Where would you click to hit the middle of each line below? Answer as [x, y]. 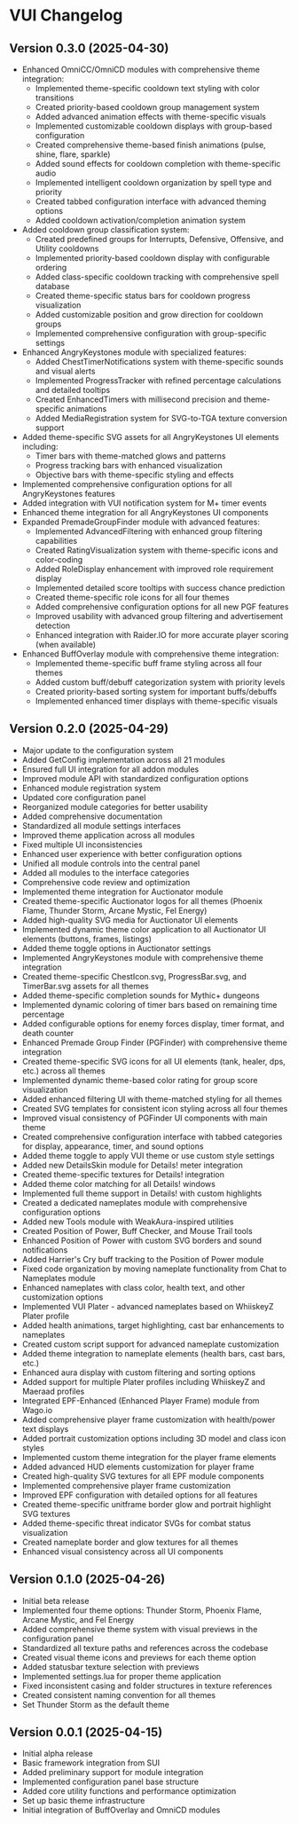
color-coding [59, 559]
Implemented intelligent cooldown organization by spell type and [153, 182]
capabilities [56, 541]
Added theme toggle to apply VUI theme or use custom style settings [148, 1155]
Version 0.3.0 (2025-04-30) [89, 48]
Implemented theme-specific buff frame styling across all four [149, 663]
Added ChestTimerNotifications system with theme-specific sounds [159, 362]
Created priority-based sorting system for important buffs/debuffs [156, 692]
